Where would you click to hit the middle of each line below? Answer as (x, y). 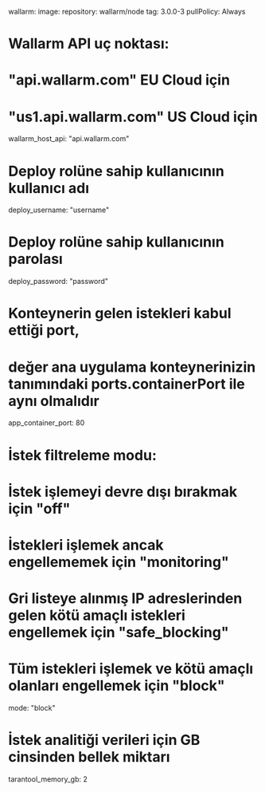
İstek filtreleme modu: (82, 455)
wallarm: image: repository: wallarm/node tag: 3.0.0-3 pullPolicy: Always (127, 12)
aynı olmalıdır (54, 401)
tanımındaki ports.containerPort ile (127, 384)
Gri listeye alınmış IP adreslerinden (125, 599)
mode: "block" (32, 708)
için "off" (39, 508)
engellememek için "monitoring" (119, 562)
